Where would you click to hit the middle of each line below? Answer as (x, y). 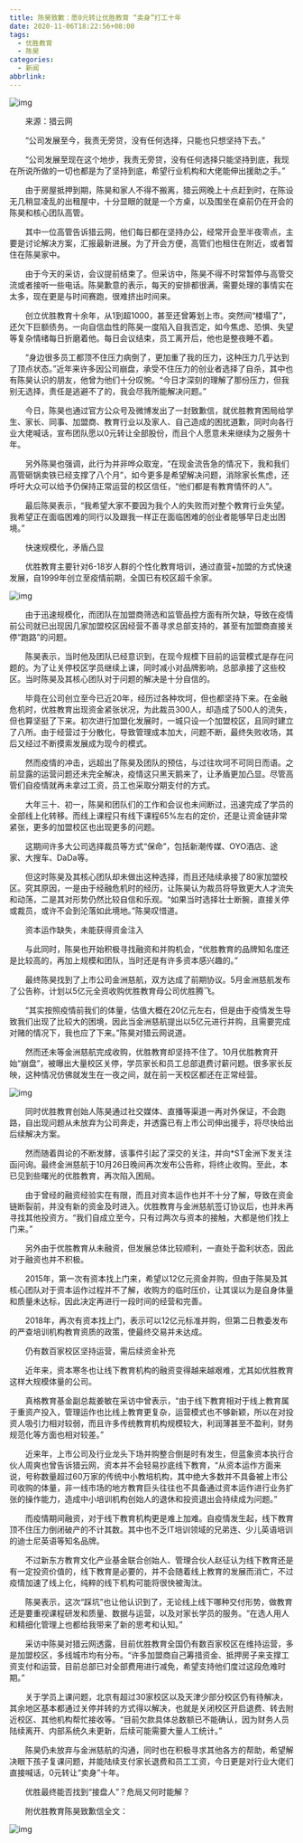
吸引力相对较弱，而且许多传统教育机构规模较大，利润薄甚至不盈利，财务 (159, 1423)
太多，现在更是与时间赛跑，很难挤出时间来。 (92, 296)
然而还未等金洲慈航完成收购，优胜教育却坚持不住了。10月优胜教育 (147, 1052)
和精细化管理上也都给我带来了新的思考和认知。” (96, 1624)
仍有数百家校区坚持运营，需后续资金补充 (100, 1351)
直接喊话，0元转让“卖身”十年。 (67, 1772)
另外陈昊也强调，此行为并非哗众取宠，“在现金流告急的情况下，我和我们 (157, 463)
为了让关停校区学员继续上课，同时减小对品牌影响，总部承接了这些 (155, 667)
